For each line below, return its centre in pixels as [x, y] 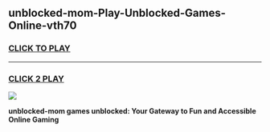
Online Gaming [34, 119]
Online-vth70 [43, 26]
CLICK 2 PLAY [36, 78]
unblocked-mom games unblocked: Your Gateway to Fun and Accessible [132, 110]
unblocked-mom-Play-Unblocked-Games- [117, 13]
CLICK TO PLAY [39, 49]
